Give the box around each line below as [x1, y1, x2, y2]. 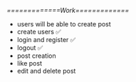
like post [16, 59, 42, 67]
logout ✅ [16, 43, 43, 52]
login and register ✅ [16, 36, 76, 43]
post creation [16, 51, 56, 60]
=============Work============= [6, 6, 130, 14]
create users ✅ [16, 28, 61, 36]
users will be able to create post [16, 20, 111, 28]
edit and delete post [16, 67, 76, 75]
